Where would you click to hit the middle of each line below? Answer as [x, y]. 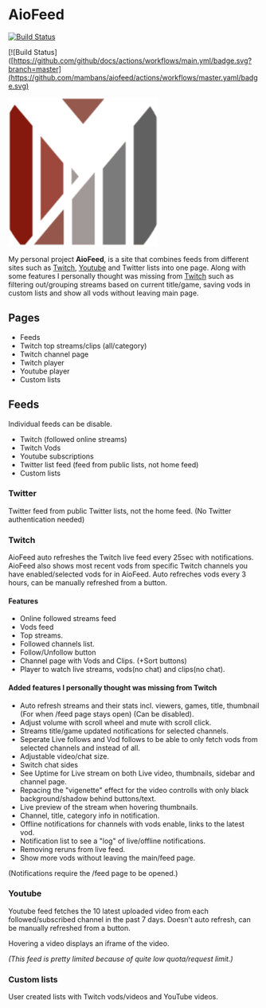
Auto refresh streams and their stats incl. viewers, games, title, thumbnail [139, 705]
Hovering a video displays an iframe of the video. [89, 943]
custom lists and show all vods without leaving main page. [104, 293]
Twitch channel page [54, 354]
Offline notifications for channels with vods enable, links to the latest [132, 824]
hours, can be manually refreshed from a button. [88, 583]
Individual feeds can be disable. [61, 424]
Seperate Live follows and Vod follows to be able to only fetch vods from [139, 739]
